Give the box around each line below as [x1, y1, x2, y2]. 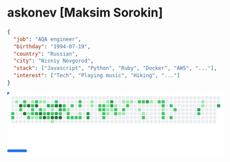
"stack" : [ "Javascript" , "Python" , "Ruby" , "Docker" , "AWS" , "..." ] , [13, 65, 218, 72]
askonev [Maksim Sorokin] [7, 5, 163, 21]
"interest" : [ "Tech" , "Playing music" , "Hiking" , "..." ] [13, 72, 180, 79]
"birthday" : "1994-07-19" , [13, 43, 91, 50]
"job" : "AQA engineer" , [13, 36, 81, 43]
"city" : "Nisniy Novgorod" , [13, 57, 94, 65]
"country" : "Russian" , [13, 50, 79, 57]
